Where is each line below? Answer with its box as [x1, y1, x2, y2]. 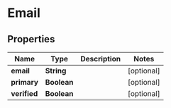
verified [11, 89, 38, 98]
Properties [7, 33, 55, 45]
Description [80, 54, 121, 64]
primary [11, 78, 39, 87]
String [45, 66, 67, 76]
